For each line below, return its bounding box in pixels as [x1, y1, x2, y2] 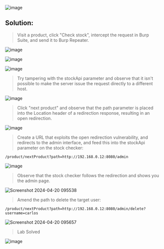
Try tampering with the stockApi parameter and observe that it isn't [17, 75, 153, 81]
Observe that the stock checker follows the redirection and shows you [17, 172, 160, 178]
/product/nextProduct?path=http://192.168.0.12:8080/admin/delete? [5, 206, 146, 211]
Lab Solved [17, 229, 40, 235]
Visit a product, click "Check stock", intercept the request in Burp [17, 32, 149, 38]
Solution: [5, 19, 33, 27]
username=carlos [5, 211, 38, 216]
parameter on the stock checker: [17, 145, 83, 151]
